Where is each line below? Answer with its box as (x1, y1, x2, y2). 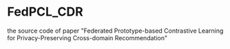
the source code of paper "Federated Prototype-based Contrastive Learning (7, 27, 224, 35)
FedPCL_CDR (7, 4, 84, 20)
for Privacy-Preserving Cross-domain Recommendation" (7, 33, 167, 42)
